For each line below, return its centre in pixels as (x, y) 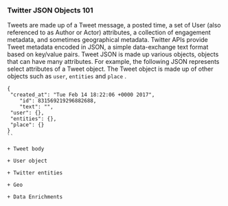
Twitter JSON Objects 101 (50, 10)
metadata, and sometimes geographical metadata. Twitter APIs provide (107, 40)
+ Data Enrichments (35, 197)
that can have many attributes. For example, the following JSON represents (113, 62)
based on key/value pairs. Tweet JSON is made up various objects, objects (113, 54)
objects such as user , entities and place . (67, 76)
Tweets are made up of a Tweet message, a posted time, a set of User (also (114, 25)
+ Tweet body (26, 149)
